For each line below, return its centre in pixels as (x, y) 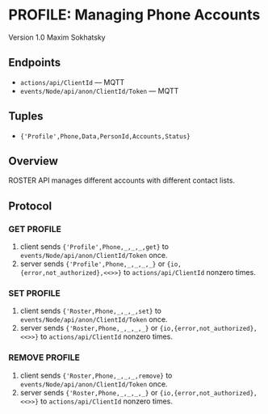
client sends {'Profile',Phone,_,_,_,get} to (94, 247)
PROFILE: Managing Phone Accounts (134, 15)
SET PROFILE (34, 293)
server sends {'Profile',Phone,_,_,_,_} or (92, 264)
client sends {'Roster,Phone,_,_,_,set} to (91, 311)
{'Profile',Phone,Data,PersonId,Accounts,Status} (105, 136)
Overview (33, 161)
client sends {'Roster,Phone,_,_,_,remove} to (96, 375)
